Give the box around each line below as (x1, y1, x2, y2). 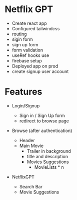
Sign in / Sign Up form (19, 112, 65, 118)
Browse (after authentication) (11, 127, 72, 134)
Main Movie (19, 143, 43, 149)
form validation (11, 47, 43, 53)
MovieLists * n (34, 164, 64, 170)
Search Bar (19, 183, 43, 189)
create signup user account (11, 68, 69, 74)
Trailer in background (26, 148, 71, 154)
